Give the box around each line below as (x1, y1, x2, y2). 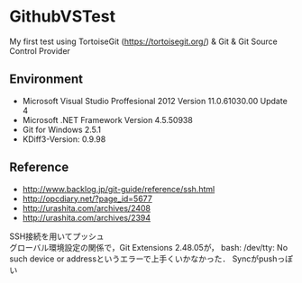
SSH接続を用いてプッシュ (9, 231, 105, 242)
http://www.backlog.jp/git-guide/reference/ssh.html (22, 183, 215, 194)
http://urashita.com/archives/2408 (22, 202, 151, 213)
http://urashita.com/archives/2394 (22, 212, 151, 223)
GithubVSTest (9, 6, 115, 27)
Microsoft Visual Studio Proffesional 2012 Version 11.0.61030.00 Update (22, 95, 288, 106)
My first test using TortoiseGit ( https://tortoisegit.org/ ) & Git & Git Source (9, 36, 278, 47)
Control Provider (9, 45, 70, 56)
